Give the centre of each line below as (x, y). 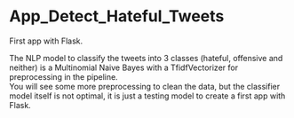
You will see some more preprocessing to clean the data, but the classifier (145, 86)
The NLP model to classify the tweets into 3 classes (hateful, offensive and (146, 58)
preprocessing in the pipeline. (64, 76)
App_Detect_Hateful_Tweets (117, 16)
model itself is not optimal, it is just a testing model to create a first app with (147, 96)
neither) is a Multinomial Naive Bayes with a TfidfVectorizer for (123, 67)
